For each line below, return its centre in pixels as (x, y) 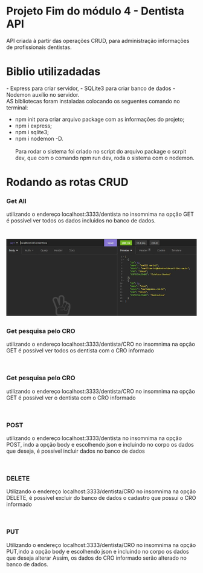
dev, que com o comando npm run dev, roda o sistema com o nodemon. (105, 158)
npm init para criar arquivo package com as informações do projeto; (100, 119)
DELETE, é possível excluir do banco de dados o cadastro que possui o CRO (101, 498)
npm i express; (34, 126)
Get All (16, 201)
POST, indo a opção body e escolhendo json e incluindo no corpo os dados (100, 445)
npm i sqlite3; (32, 132)
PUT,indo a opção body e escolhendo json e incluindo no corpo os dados (98, 551)
